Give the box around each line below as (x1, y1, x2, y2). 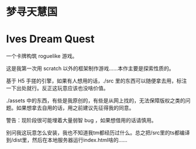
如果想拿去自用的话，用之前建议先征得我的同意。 (16, 105, 135, 112)
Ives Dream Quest (6, 33, 95, 46)
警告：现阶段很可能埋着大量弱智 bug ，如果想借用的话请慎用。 (6, 117, 157, 124)
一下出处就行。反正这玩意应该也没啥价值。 (6, 85, 109, 92)
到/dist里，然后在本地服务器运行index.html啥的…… (6, 137, 128, 144)
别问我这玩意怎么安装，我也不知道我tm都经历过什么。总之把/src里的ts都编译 (6, 129, 190, 136)
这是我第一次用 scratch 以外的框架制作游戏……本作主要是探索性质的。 (6, 65, 174, 72)
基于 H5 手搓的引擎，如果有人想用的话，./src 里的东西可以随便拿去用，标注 (6, 77, 187, 85)
